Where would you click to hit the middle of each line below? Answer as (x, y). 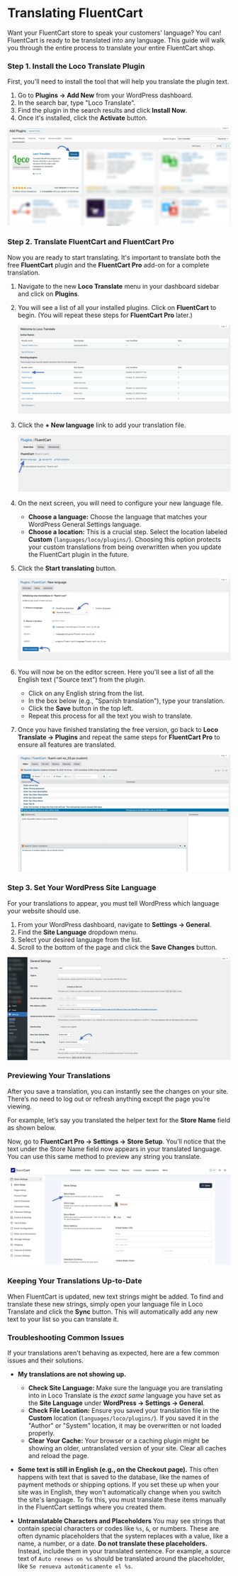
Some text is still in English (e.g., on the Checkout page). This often (118, 1469)
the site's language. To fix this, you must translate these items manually (122, 1499)
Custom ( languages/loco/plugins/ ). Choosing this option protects (125, 539)
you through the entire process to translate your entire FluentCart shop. (112, 48)
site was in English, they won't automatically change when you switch (119, 1492)
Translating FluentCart (75, 13)
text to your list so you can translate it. (63, 1319)
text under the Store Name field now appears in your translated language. (114, 1149)
